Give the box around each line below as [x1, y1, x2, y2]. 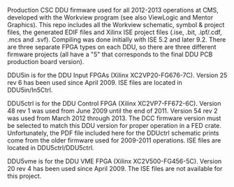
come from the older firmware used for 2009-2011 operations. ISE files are [7, 136, 221, 145]
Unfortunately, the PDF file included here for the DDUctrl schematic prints [7, 129, 219, 137]
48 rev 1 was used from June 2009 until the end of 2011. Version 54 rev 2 [7, 107, 218, 115]
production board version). [7, 58, 85, 65]
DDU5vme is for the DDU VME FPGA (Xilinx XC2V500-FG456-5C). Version [7, 157, 222, 165]
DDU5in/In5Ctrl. [7, 86, 53, 94]
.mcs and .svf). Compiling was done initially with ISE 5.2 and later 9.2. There [7, 35, 226, 44]
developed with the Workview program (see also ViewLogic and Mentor [7, 13, 214, 22]
